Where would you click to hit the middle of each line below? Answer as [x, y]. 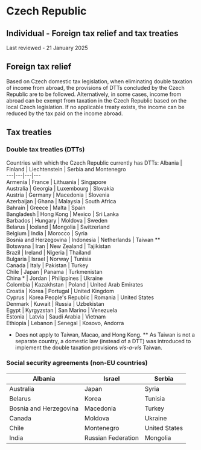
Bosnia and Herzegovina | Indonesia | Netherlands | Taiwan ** [83, 239]
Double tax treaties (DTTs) [46, 150]
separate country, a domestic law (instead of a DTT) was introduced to [103, 341]
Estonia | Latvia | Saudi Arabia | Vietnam [56, 316]
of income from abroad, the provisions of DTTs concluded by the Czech [96, 87]
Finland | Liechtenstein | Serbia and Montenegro [66, 169]
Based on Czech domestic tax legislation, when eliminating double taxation [99, 81]
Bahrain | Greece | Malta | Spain [46, 208]
